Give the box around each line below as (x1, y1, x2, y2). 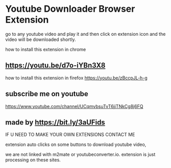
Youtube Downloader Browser (5, 3, 135, 15)
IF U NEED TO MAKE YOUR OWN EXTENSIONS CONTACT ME (5, 132, 135, 138)
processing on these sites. (5, 157, 61, 163)
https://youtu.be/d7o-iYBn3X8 (5, 61, 106, 70)
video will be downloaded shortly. (5, 36, 76, 43)
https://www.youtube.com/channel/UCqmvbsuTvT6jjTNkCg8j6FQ (5, 103, 143, 109)
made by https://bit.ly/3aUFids (5, 118, 106, 127)
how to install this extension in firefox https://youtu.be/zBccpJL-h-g (5, 75, 148, 81)
